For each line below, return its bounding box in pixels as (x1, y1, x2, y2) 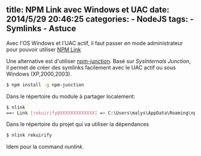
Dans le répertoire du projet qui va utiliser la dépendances (6, 121, 150, 128)
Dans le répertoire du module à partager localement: (6, 92, 136, 100)
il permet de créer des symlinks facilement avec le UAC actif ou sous (6, 64, 176, 71)
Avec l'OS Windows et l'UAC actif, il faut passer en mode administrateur (6, 39, 184, 47)
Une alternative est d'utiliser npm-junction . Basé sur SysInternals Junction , (6, 57, 191, 65)
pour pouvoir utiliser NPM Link (6, 46, 81, 53)
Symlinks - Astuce (6, 23, 77, 34)
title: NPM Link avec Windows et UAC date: (6, 5, 169, 15)
